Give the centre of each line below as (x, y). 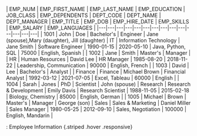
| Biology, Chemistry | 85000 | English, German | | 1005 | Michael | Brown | (96, 97)
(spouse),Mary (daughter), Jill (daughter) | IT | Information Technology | (93, 40)
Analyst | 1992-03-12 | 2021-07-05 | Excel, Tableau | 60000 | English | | (93, 78)
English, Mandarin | (29, 115)
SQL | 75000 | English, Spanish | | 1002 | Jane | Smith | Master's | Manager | (98, 53)
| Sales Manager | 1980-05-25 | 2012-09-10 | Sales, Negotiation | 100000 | (96, 109)
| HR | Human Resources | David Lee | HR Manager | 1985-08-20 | (86, 59)
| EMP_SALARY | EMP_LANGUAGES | (51, 28)
